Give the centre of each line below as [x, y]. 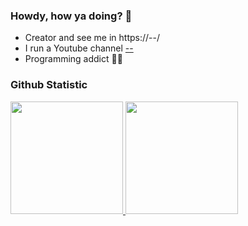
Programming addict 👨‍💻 [73, 59]
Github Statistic [49, 85]
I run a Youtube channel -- [79, 48]
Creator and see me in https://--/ [92, 38]
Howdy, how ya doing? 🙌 [71, 16]
